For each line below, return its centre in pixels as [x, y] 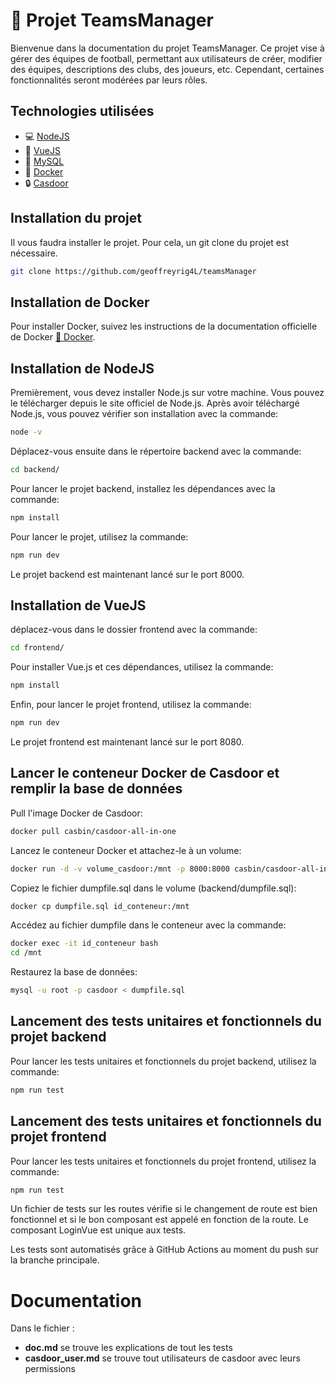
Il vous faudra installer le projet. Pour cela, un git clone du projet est [149, 242]
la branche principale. [55, 1260]
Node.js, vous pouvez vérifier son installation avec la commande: [144, 414]
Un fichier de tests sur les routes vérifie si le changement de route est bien [164, 1209]
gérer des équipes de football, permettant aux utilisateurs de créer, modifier [166, 58]
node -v [26, 432]
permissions [50, 1369]
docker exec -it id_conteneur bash [84, 944]
